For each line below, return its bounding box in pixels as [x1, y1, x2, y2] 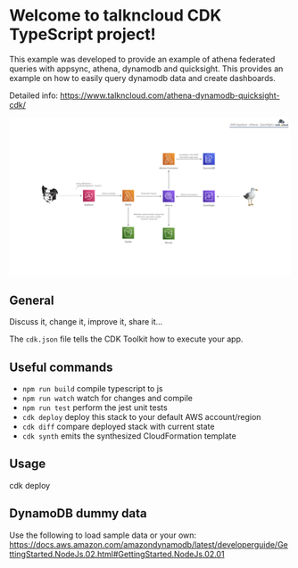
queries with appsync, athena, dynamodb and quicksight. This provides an [9, 63, 284, 74]
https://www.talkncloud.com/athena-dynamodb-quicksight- [60, 90, 280, 101]
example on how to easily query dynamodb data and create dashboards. [9, 72, 277, 83]
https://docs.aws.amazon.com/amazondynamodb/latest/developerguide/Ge [9, 539, 288, 549]
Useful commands [9, 359, 113, 375]
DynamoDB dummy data [9, 506, 147, 522]
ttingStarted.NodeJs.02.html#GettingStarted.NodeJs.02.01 [9, 548, 225, 559]
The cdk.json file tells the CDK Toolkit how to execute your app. [9, 333, 244, 344]
